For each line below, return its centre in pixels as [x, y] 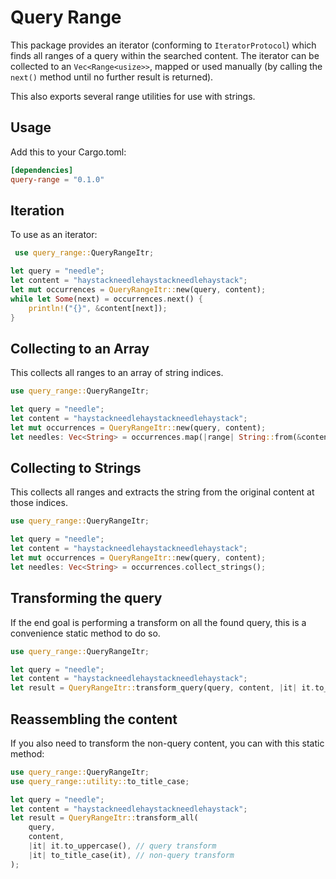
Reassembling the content [94, 719]
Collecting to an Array [80, 348]
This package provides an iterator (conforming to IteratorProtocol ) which [163, 45]
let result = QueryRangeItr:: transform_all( [104, 818]
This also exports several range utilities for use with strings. [133, 96]
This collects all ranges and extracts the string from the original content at [162, 492]
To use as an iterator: [54, 235]
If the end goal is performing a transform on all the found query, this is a [158, 622]
